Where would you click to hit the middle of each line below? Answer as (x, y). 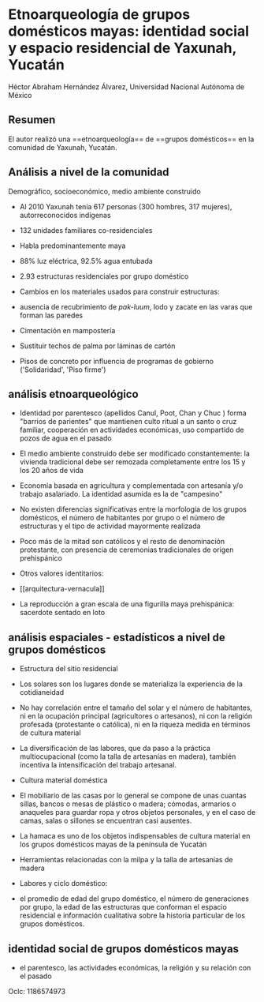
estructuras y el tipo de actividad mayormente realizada (110, 526)
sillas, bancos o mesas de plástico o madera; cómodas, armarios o (128, 804)
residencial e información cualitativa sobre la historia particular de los (132, 916)
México (20, 95)
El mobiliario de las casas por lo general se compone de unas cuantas (133, 796)
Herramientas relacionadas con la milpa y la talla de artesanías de (126, 860)
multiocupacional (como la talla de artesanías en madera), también (128, 756)
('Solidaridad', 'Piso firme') (63, 370)
